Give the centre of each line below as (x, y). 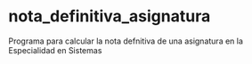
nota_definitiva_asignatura (110, 16)
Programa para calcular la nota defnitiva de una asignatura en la (126, 41)
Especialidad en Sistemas (55, 50)
